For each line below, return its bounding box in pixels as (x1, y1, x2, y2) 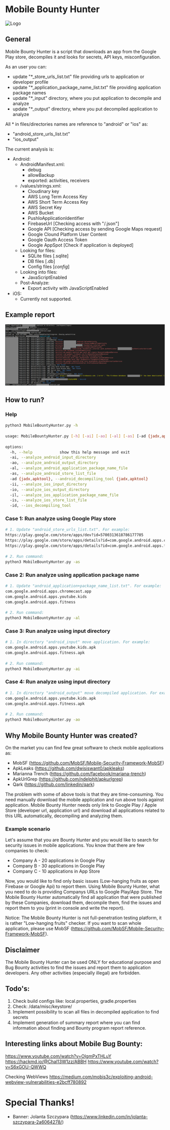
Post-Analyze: (20, 280, 50, 286)
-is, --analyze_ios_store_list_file (10, 498, 87, 503)
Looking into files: (20, 269, 58, 275)
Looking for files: (20, 247, 56, 253)
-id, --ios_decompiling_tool (10, 503, 71, 508)
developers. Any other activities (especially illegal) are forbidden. (5, 970, 141, 976)
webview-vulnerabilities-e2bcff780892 (5, 1079, 87, 1085)
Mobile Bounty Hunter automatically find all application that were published (5, 894, 162, 900)
